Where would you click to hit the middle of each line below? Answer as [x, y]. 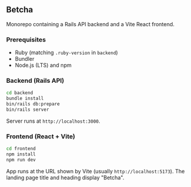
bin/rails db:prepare [33, 104]
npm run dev [21, 160]
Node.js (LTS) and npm [43, 66]
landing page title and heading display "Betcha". [65, 177]
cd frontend [21, 149]
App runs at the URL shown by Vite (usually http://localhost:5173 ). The [95, 171]
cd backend [20, 93]
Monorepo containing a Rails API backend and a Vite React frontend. [90, 24]
